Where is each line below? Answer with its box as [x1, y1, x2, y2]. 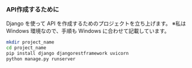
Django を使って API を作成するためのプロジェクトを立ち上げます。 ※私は [6, 20, 186, 27]
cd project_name [6, 45, 46, 51]
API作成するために [6, 5, 59, 13]
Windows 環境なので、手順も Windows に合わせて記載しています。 [6, 27, 170, 35]
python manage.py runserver [6, 55, 76, 62]
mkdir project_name [6, 39, 55, 45]
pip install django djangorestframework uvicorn [6, 51, 129, 57]
